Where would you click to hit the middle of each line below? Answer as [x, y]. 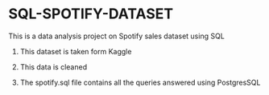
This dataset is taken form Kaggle [76, 51]
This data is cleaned [53, 67]
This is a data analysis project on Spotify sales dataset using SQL [117, 36]
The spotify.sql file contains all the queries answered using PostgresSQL [140, 82]
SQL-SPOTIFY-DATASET [91, 14]
